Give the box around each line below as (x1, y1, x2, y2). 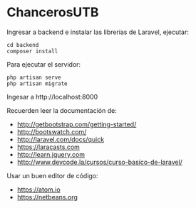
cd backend (6, 41, 39, 48)
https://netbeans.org (16, 192, 78, 201)
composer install (6, 48, 58, 55)
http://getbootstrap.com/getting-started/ (16, 120, 137, 128)
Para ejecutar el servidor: (6, 60, 81, 68)
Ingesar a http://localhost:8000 (6, 92, 98, 101)
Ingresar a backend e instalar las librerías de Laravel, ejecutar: (6, 28, 190, 36)
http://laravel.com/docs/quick (16, 135, 105, 143)
